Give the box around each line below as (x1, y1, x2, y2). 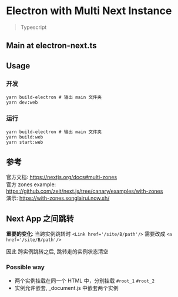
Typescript (20, 24, 47, 31)
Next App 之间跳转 (6, 213, 75, 223)
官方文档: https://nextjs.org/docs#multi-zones (6, 174, 117, 181)
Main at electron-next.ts (6, 41, 97, 51)
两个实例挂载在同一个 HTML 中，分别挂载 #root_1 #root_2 (14, 277, 155, 284)
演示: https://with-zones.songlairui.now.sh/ (6, 194, 110, 202)
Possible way (6, 263, 45, 271)
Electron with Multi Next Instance (6, 4, 172, 18)
